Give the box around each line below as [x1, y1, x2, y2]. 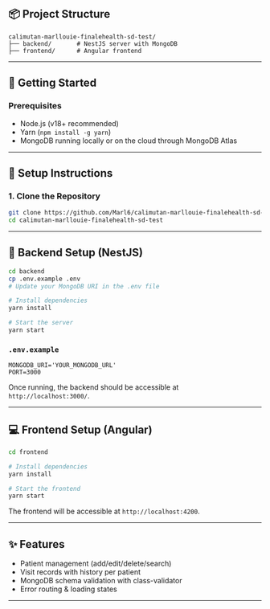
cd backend [8, 267, 45, 276]
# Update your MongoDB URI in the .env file [8, 282, 160, 290]
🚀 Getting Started [8, 76, 97, 90]
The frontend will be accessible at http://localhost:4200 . [8, 506, 200, 517]
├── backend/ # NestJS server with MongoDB [8, 39, 178, 47]
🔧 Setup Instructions [8, 166, 113, 180]
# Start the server [8, 319, 74, 327]
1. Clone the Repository [8, 190, 100, 202]
